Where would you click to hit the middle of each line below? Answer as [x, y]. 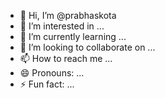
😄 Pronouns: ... [52, 73]
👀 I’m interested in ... [62, 26]
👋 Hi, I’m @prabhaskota [68, 15]
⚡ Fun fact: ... [47, 84]
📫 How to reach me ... [66, 58]
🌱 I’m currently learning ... [73, 36]
